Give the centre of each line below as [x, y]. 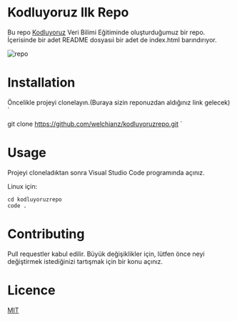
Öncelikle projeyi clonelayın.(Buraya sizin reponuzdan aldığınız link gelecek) [119, 102]
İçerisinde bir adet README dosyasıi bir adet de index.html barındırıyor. [112, 39]
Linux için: [22, 186]
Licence [31, 290]
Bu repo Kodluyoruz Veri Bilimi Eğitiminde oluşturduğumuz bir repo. [106, 32]
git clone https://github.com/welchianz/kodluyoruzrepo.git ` [95, 124]
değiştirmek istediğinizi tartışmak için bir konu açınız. [85, 261]
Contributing [46, 234]
